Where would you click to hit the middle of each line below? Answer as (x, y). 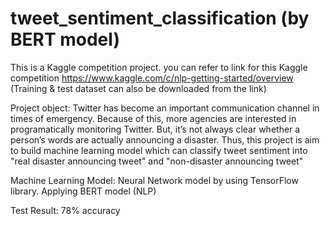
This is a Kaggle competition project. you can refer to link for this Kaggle (159, 67)
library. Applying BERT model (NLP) (83, 191)
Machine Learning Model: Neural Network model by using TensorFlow (154, 180)
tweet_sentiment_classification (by (160, 18)
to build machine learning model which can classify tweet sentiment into (159, 150)
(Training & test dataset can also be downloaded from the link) (138, 88)
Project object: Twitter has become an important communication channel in (165, 108)
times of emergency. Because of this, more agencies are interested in (153, 118)
